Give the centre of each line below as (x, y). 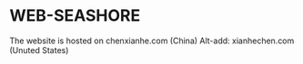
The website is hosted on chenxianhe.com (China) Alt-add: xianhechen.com (152, 41)
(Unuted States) (39, 50)
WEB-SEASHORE (75, 16)
